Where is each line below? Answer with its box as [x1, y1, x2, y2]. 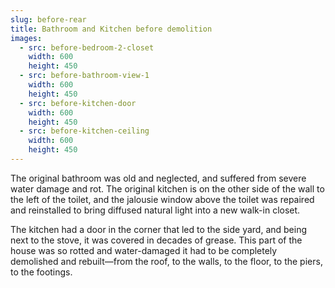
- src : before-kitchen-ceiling [19, 126, 150, 136]
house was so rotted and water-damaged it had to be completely [10, 244, 278, 256]
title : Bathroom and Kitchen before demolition [10, 24, 213, 34]
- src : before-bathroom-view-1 [19, 71, 150, 81]
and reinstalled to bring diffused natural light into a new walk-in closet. [10, 204, 301, 216]
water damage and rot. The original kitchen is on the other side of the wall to [10, 182, 325, 195]
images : [10, 33, 43, 43]
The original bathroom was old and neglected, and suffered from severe [10, 172, 307, 184]
